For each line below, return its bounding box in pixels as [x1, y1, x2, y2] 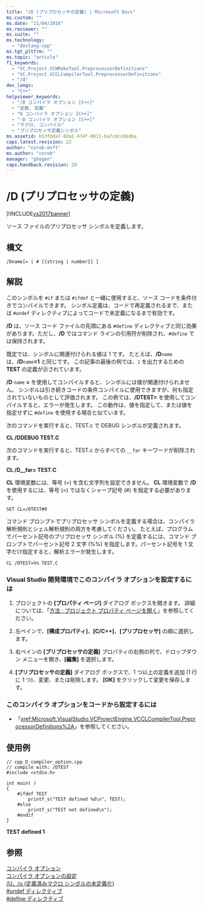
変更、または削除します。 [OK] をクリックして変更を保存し [38, 676, 185, 684]
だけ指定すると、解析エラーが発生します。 [11, 548, 118, 555]
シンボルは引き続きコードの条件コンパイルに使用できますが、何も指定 [18, 386, 194, 393]
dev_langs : [6, 83, 34, 89]
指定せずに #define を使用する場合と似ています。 [6, 409, 129, 416]
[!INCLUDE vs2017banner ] [6, 210, 71, 218]
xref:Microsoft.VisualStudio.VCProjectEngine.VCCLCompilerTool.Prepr [20, 715, 196, 723]
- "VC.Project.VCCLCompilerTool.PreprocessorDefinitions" [12, 71, 162, 77]
